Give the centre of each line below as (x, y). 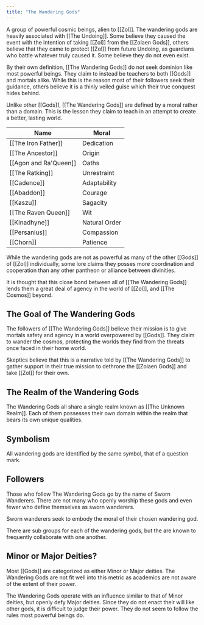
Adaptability (99, 182)
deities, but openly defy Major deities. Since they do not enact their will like (100, 602)
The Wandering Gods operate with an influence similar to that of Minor (95, 596)
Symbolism (28, 439)
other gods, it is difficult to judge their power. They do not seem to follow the (102, 609)
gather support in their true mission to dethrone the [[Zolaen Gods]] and (97, 366)
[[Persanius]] (28, 232)
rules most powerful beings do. (45, 615)
